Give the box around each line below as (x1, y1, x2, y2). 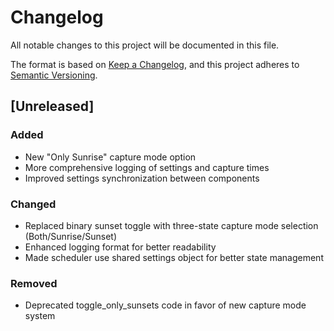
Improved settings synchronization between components (24, 172, 260, 184)
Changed (10, 197, 57, 211)
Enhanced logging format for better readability (24, 241, 217, 253)
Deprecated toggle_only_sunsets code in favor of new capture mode (24, 299, 307, 311)
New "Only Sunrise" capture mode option (24, 151, 197, 163)
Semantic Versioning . (10, 69, 98, 81)
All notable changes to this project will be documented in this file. (10, 39, 280, 51)
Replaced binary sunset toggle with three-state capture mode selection (24, 219, 319, 231)
